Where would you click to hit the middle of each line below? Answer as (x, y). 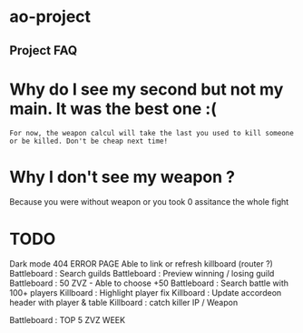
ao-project (50, 17)
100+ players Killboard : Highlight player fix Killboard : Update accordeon (146, 293)
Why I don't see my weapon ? (122, 177)
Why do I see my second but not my (147, 89)
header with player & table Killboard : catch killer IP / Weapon (124, 303)
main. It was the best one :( (113, 109)
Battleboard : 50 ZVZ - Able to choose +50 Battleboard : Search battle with (149, 283)
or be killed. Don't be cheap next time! (89, 141)
